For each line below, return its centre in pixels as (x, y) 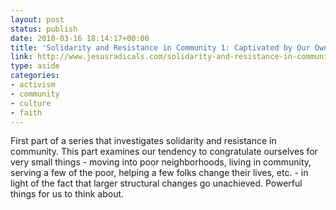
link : (21, 57)
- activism (33, 85)
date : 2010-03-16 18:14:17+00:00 (80, 38)
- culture (31, 103)
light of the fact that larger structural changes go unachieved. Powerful (156, 183)
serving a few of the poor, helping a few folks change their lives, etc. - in (159, 173)
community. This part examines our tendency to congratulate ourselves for (164, 152)
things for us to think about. (67, 194)
